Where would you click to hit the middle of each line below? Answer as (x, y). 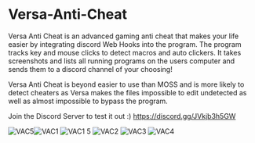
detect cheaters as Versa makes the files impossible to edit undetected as (127, 92)
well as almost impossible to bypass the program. (88, 101)
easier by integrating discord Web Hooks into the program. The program (125, 44)
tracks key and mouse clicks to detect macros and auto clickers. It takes (125, 52)
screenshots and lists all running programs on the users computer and (122, 61)
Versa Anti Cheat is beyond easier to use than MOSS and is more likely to (126, 84)
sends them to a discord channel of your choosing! (90, 69)
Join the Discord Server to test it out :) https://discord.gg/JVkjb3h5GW (122, 116)
